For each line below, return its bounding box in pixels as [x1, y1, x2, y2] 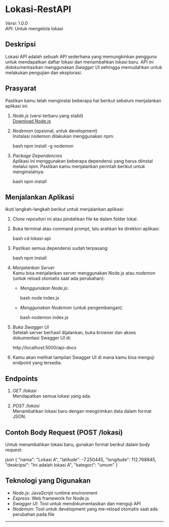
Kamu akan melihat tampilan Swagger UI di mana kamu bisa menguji [12, 354, 154, 360]
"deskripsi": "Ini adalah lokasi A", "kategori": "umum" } [5, 462, 118, 468]
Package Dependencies [12, 153, 62, 159]
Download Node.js [12, 118, 51, 124]
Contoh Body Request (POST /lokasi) [5, 428, 123, 436]
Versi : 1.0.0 [5, 20, 28, 26]
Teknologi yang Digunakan [5, 477, 91, 485]
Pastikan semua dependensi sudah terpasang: [12, 245, 109, 251]
